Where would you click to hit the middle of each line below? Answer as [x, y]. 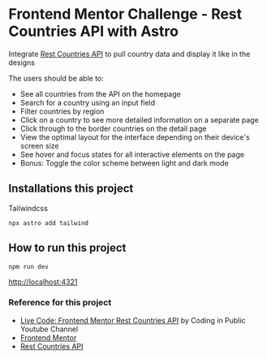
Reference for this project [60, 303]
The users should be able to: [56, 78]
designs [22, 63]
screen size [39, 145]
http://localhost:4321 [43, 282]
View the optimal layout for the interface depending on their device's [135, 137]
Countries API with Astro [93, 31]
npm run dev [28, 266]
